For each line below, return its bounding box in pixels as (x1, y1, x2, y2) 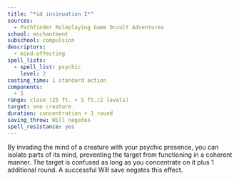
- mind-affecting (14, 51, 66, 58)
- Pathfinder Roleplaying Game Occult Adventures (14, 24, 164, 31)
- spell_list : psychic (14, 63, 81, 71)
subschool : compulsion (7, 37, 75, 44)
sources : (7, 17, 34, 24)
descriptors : (7, 43, 46, 51)
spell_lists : (7, 57, 46, 64)
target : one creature (7, 103, 72, 110)
